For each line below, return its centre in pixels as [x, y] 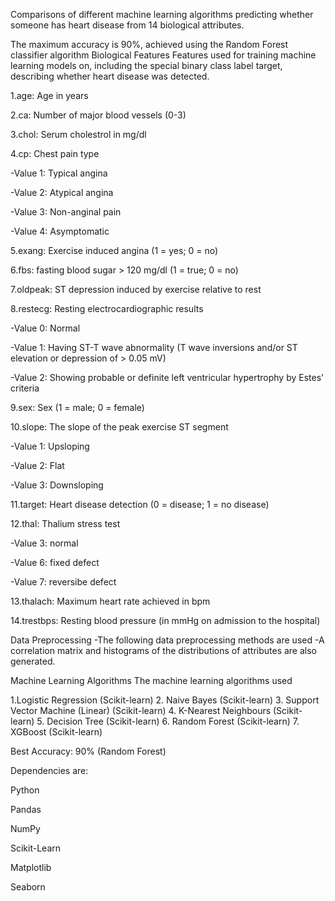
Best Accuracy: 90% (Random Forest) [88, 751]
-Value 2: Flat [37, 465]
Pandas [26, 809]
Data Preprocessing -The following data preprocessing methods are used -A [167, 640]
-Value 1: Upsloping [50, 446]
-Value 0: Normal [45, 328]
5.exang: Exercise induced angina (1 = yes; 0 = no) [114, 250]
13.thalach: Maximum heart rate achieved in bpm [110, 601]
